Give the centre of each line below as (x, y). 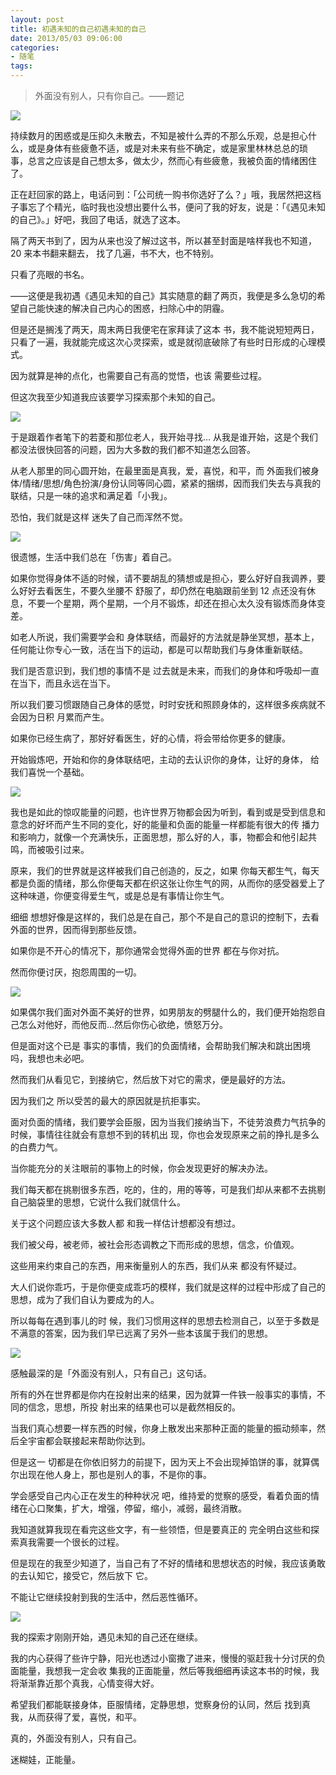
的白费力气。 (36, 1147)
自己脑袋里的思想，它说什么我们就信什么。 (98, 1202)
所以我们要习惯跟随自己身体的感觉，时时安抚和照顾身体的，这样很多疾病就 (163, 704)
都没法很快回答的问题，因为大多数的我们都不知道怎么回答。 (133, 449)
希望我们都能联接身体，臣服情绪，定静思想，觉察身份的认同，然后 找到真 (160, 1704)
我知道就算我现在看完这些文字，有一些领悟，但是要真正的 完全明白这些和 (160, 1529)
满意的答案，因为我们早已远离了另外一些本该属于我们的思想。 (145, 1333)
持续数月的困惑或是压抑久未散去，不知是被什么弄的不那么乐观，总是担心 (159, 135)
